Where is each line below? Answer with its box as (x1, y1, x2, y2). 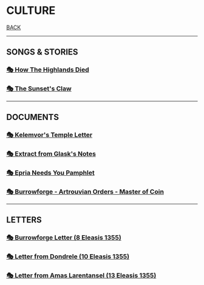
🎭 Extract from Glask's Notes (6, 149, 96, 158)
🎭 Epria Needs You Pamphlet (6, 168, 95, 176)
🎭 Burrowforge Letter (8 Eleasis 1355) (6, 233, 121, 242)
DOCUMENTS (6, 112, 59, 122)
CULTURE (6, 4, 56, 18)
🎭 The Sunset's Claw (6, 84, 72, 93)
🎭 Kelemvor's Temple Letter (6, 130, 93, 139)
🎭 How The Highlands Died (6, 65, 89, 74)
